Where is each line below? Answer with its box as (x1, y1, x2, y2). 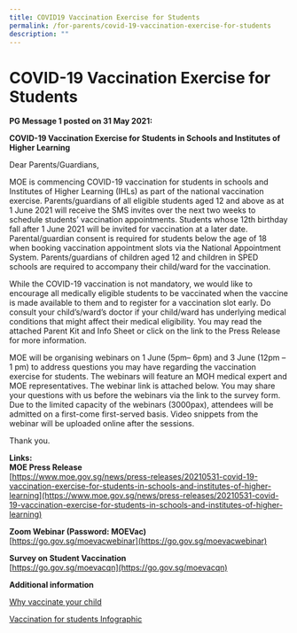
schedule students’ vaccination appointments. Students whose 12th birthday (9, 215, 288, 225)
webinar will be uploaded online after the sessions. (9, 418, 195, 429)
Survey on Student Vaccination (9, 553, 127, 564)
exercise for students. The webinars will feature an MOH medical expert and (9, 371, 288, 382)
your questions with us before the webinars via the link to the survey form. (9, 390, 281, 401)
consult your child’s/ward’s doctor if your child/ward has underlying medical (9, 307, 286, 317)
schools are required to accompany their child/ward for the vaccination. (9, 262, 271, 272)
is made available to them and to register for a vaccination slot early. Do (9, 298, 271, 309)
